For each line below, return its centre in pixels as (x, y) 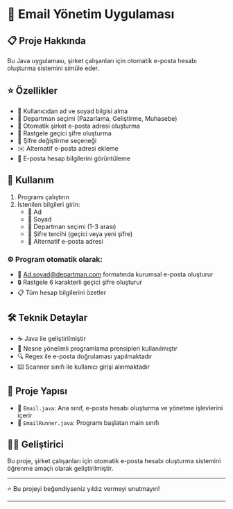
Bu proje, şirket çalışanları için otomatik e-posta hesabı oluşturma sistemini (114, 461)
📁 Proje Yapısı (37, 391)
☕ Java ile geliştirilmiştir (52, 338)
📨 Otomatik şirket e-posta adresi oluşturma (79, 126)
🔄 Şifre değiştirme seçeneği (57, 140)
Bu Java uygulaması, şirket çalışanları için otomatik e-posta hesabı (102, 61)
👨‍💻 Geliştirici (35, 444)
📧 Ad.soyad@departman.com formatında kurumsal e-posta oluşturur (115, 274)
